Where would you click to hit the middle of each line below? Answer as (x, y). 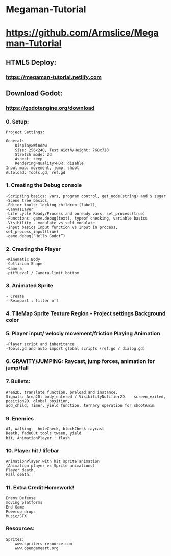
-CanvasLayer (20, 209)
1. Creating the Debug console (44, 185)
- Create (15, 296)
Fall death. (18, 475)
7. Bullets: (18, 381)
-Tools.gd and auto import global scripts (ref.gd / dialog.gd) (76, 349)
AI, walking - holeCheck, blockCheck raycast (55, 429)
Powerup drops (21, 512)
